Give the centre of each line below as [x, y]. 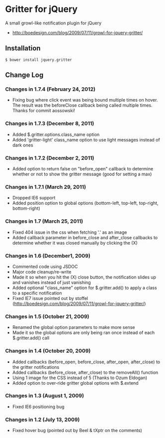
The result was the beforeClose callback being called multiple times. [82, 105]
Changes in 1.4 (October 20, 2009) [48, 351]
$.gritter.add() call [31, 338]
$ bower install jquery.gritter [39, 60]
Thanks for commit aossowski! [44, 111]
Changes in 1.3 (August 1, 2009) [45, 396]
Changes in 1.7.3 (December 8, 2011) [50, 124]
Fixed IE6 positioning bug [38, 407]
